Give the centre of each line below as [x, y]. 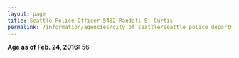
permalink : [23, 27]
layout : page [27, 14]
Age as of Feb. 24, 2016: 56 [49, 47]
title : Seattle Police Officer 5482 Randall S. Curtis [90, 21]
